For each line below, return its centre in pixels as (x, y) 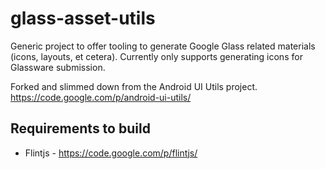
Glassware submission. (58, 67)
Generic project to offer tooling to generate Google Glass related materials (163, 46)
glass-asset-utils (83, 18)
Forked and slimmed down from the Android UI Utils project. (134, 86)
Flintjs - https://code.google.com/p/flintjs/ (111, 153)
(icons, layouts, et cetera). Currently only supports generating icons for (156, 56)
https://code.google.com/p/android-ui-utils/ (101, 97)
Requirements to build (80, 128)
